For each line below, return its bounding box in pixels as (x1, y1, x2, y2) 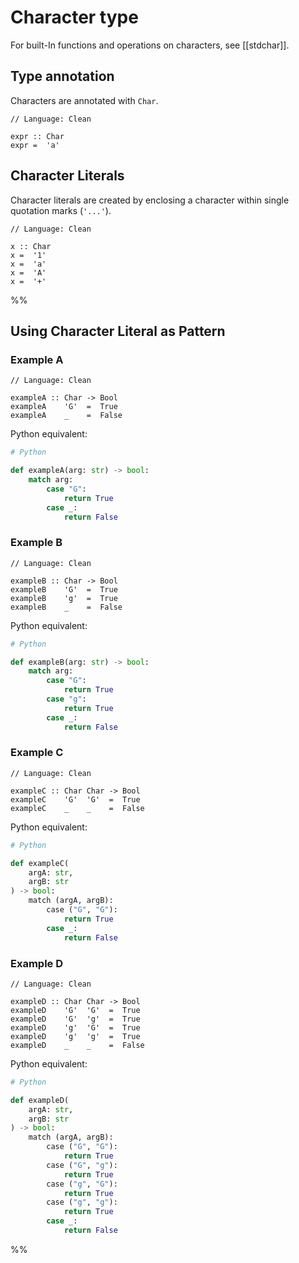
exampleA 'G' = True (10, 402, 118, 412)
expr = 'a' (10, 140, 60, 150)
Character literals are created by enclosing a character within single (10, 194, 290, 206)
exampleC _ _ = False (10, 803, 145, 813)
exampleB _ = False (10, 602, 123, 612)
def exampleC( (10, 858, 70, 868)
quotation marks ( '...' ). (10, 204, 112, 216)
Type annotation (10, 68, 115, 85)
